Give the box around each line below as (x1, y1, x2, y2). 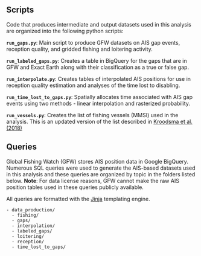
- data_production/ (6, 206, 56, 213)
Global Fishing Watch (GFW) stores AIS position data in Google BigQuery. (6, 158, 189, 165)
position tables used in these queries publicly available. (6, 184, 144, 191)
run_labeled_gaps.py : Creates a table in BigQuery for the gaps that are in (6, 57, 187, 64)
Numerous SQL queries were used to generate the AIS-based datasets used (6, 164, 196, 171)
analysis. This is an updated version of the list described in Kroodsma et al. (6, 118, 193, 125)
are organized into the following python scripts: (6, 27, 124, 34)
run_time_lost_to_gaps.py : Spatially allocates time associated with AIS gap (6, 93, 193, 100)
